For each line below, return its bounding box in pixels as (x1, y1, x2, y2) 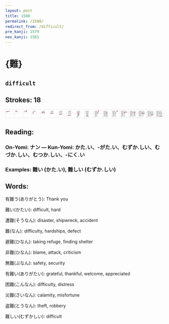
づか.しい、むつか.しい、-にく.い (5, 151, 85, 158)
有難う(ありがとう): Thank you (5, 196, 68, 202)
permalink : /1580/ (5, 19, 44, 24)
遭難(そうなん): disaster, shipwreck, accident (5, 218, 98, 223)
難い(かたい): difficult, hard (5, 206, 61, 212)
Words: (5, 182, 29, 190)
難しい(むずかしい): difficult (5, 313, 62, 319)
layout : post (5, 8, 33, 13)
